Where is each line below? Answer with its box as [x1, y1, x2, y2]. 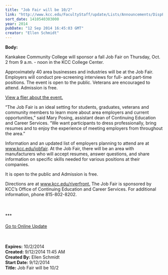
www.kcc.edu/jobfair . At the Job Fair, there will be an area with [5, 146, 134, 151]
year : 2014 [5, 21, 28, 26]
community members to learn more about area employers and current [5, 109, 149, 115]
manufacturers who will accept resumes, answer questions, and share [5, 151, 150, 157]
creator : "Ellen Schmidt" [5, 30, 59, 35]
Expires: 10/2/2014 [5, 244, 44, 250]
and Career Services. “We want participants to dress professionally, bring [5, 120, 156, 126]
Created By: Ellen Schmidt [5, 254, 60, 260]
